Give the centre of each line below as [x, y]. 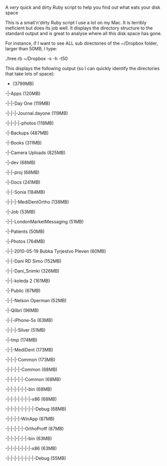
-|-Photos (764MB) [25, 241]
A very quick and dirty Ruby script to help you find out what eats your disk [83, 7]
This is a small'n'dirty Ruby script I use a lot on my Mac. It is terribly [76, 23]
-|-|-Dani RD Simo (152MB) [34, 261]
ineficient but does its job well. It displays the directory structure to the [79, 28]
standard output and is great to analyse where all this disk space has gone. [84, 33]
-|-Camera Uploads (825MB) [36, 153]
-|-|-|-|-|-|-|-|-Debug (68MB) [36, 409]
